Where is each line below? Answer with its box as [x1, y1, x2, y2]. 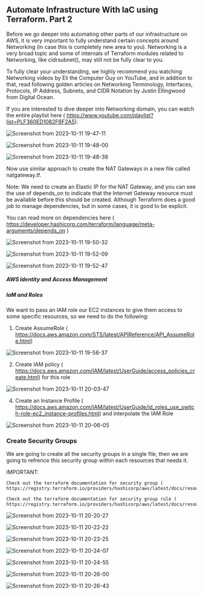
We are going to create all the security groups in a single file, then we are [6, 450, 188, 458]
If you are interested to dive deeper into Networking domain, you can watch [6, 105, 195, 112]
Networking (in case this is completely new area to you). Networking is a [6, 43, 187, 50]
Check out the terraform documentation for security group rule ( [6, 496, 177, 502]
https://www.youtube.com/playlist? [66, 111, 154, 119]
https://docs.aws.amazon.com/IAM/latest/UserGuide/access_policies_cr [14, 367, 195, 374]
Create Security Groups [6, 437, 77, 445]
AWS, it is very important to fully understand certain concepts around [6, 36, 179, 44]
